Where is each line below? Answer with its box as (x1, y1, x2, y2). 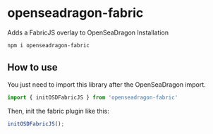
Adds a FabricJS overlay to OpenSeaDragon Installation (7, 28, 169, 37)
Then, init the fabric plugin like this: (7, 106, 109, 115)
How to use (7, 61, 58, 73)
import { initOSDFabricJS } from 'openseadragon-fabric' (7, 94, 178, 101)
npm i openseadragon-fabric (7, 42, 90, 49)
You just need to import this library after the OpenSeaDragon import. (7, 80, 206, 89)
